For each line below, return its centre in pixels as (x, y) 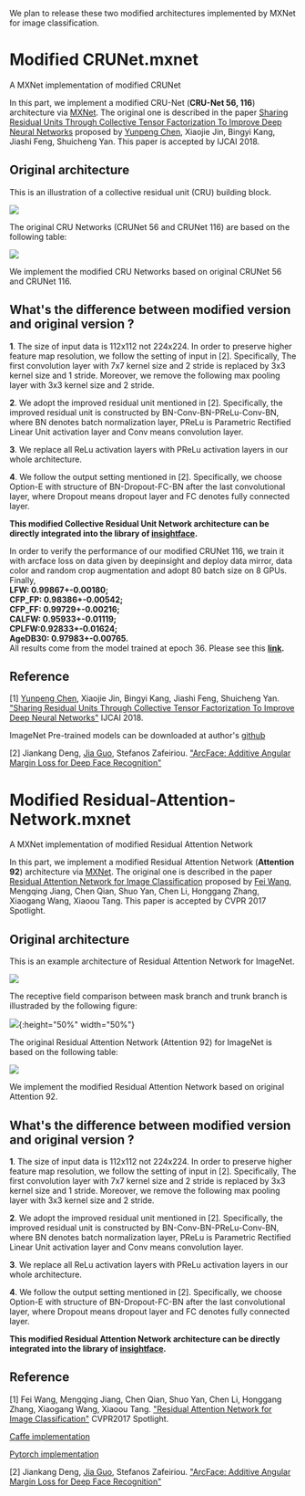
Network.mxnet (71, 819)
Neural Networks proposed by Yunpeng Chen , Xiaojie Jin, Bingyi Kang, (142, 131)
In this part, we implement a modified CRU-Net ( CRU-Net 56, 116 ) (132, 102)
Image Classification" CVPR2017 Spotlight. (89, 1418)
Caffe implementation (50, 1436)
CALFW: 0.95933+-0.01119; (63, 619)
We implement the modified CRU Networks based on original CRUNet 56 (146, 271)
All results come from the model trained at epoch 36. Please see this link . (147, 648)
